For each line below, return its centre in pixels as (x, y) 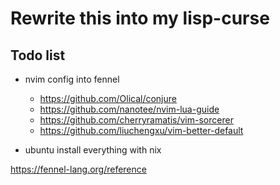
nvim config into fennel (72, 79)
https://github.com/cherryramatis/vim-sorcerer (136, 120)
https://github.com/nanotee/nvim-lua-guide (129, 109)
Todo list (38, 55)
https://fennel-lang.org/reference (78, 169)
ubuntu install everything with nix (93, 150)
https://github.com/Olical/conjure (108, 98)
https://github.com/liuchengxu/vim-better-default (141, 130)
